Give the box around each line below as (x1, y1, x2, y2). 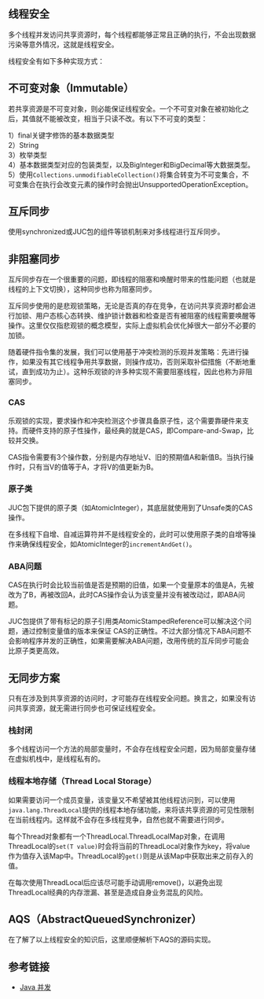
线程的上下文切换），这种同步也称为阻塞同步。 (8, 285, 156, 294)
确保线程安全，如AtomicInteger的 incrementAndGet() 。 (21, 539, 196, 549)
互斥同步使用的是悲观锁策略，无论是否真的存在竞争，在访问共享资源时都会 (8, 301, 249, 310)
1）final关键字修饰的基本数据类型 (8, 130, 115, 140)
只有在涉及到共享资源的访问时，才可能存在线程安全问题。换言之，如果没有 (8, 693, 249, 703)
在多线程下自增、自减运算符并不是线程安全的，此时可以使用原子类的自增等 (8, 529, 249, 538)
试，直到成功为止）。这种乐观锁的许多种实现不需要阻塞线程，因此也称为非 (8, 367, 246, 376)
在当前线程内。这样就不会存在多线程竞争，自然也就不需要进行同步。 (8, 814, 229, 824)
